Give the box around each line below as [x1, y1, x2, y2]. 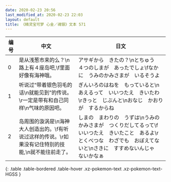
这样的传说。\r [28, 133, 64, 141]
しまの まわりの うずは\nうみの [78, 114, 160, 121]
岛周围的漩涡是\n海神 [18, 118, 70, 125]
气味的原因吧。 [28, 104, 65, 111]
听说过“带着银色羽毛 [18, 81, 67, 88]
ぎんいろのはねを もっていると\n [78, 81, 160, 88]
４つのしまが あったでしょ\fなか [78, 64, 159, 72]
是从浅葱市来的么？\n [18, 57, 70, 64]
